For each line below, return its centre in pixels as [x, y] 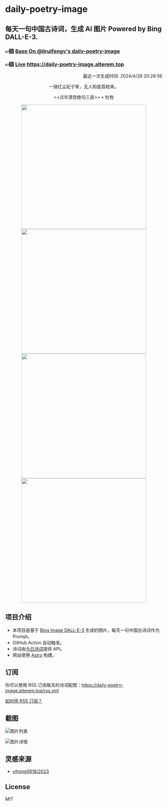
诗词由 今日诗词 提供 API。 [38, 648]
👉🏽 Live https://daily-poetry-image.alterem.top [65, 64]
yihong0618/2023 [31, 772]
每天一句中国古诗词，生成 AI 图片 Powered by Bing [83, 29]
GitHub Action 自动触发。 [38, 643]
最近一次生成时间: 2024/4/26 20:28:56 [123, 76]
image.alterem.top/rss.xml [32, 691]
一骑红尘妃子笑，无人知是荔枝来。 [84, 86]
